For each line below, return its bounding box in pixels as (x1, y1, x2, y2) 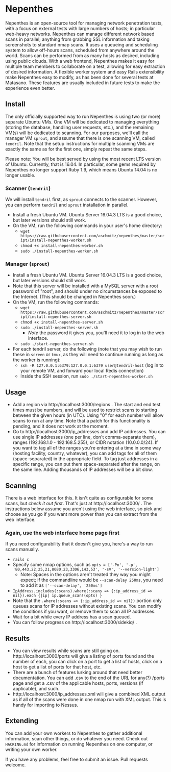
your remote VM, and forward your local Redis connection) (20, 368, 144, 374)
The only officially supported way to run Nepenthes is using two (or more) (5, 113, 161, 119)
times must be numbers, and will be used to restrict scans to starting (12, 407, 157, 413)
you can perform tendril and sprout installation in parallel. (5, 202, 129, 208)
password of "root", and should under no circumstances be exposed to (12, 288, 162, 294)
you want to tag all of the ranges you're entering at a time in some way (12, 445, 161, 451)
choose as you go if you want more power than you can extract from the (5, 511, 157, 517)
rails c (12, 557, 29, 562)
